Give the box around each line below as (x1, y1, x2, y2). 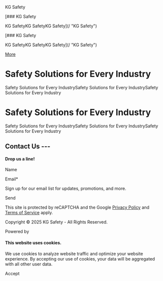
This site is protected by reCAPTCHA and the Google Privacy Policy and (5, 204, 150, 210)
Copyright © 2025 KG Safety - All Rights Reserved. (5, 219, 108, 225)
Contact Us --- (5, 142, 51, 151)
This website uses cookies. (5, 240, 62, 246)
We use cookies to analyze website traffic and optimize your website (5, 251, 143, 257)
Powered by (5, 229, 29, 235)
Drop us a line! (5, 156, 35, 161)
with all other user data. (5, 261, 53, 267)
